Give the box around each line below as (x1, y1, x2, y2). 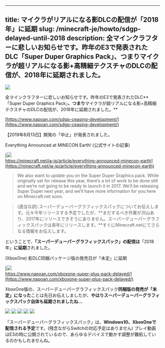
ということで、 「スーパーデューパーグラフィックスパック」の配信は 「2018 (5, 238, 154, 244)
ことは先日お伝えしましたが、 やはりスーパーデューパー (31, 292, 143, 298)
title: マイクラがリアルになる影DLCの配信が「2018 (5, 16, 159, 24)
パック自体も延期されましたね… (18, 298, 82, 304)
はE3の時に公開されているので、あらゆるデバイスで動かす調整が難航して (5, 331, 152, 337)
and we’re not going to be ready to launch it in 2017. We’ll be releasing (17, 183, 159, 189)
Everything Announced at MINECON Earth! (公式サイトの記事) (5, 142, 130, 148)
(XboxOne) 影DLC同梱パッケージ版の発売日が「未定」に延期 (5, 255, 127, 261)
